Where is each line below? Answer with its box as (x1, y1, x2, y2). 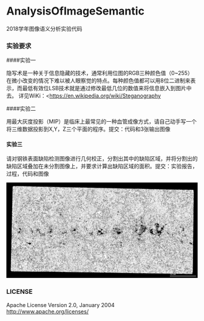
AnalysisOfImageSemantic (6, 4, 144, 18)
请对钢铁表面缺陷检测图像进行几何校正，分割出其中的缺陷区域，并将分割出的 (6, 155, 198, 162)
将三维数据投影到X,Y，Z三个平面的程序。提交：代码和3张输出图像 (6, 125, 171, 133)
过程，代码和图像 (6, 170, 49, 177)
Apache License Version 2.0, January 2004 (6, 301, 115, 308)
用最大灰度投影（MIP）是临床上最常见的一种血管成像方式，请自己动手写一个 (6, 118, 197, 125)
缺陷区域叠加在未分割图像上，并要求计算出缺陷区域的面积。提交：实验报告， (6, 162, 198, 170)
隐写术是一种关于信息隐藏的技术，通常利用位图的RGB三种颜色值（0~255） (6, 70, 193, 77)
